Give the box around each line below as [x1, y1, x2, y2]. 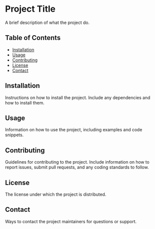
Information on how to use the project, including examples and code [5, 127, 143, 133]
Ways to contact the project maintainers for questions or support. [5, 218, 137, 224]
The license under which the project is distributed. [5, 191, 107, 197]
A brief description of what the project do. [5, 20, 89, 25]
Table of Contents [5, 34, 61, 42]
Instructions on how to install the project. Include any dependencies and [5, 94, 151, 101]
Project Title [5, 3, 56, 15]
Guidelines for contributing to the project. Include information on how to [5, 159, 150, 165]
